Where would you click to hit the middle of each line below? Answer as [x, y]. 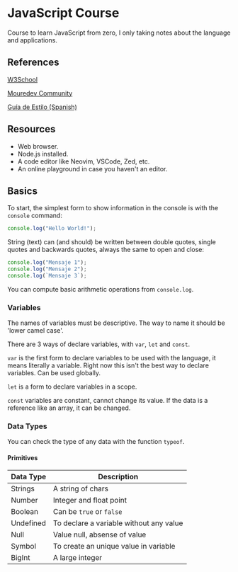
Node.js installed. [43, 154]
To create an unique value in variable [114, 546]
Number [24, 500]
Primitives [23, 458]
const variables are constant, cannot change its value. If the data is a [108, 401]
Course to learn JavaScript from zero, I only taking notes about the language [119, 33]
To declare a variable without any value [118, 523]
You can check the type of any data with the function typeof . [96, 442]
